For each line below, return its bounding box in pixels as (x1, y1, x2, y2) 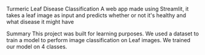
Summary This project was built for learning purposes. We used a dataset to (6, 30, 199, 37)
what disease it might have (6, 18, 74, 25)
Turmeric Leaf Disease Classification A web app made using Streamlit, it (6, 5, 189, 12)
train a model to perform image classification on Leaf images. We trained (6, 37, 191, 43)
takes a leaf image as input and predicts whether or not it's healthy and (6, 12, 187, 19)
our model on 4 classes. (6, 43, 68, 50)
